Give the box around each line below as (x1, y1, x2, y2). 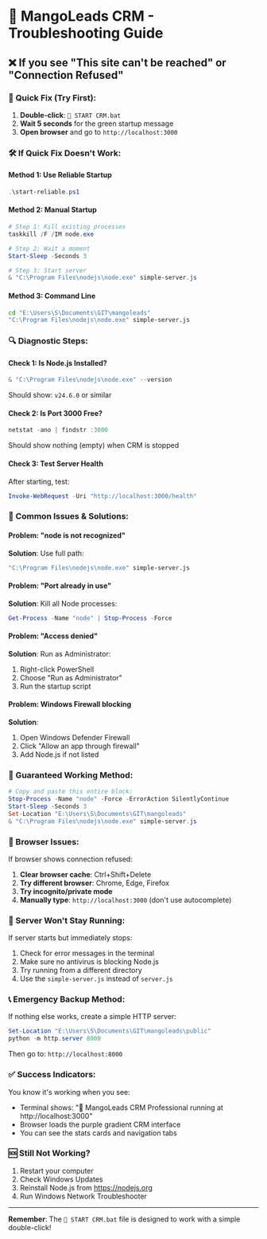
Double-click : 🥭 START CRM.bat (19, 110, 122, 120)
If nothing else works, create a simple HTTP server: (8, 1012, 176, 1021)
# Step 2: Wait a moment (8, 245, 91, 253)
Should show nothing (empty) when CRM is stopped (8, 441, 180, 450)
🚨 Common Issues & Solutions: (8, 511, 130, 522)
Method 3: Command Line (8, 291, 96, 300)
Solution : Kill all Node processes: (8, 598, 118, 608)
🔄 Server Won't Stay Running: (8, 915, 126, 926)
